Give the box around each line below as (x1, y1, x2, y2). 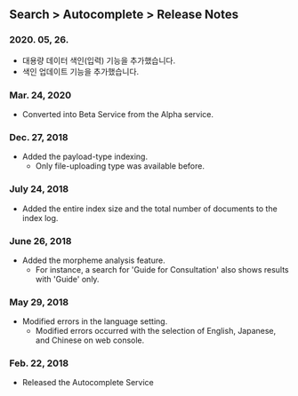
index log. (21, 212, 59, 223)
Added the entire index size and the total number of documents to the (21, 203, 278, 214)
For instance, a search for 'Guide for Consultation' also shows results (35, 264, 289, 274)
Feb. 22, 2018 (9, 357, 69, 369)
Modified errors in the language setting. (21, 316, 168, 327)
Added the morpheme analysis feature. (21, 255, 166, 265)
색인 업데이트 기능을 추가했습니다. (21, 66, 140, 76)
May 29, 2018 (9, 296, 69, 308)
